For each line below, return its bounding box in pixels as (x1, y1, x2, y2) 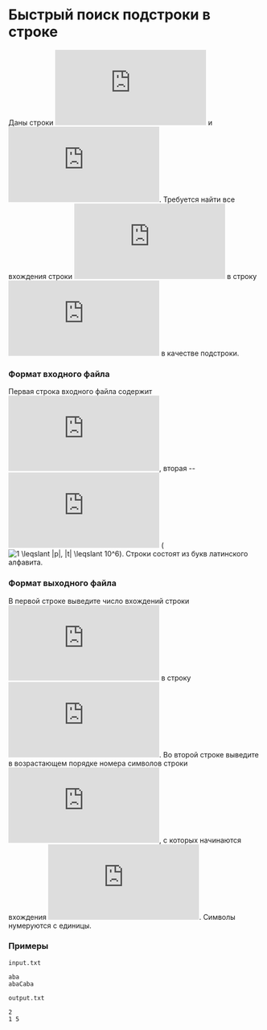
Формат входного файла (8, 368, 110, 380)
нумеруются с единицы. (8, 921, 92, 930)
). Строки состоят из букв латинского (119, 549, 249, 559)
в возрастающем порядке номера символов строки (8, 758, 188, 768)
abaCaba (8, 979, 35, 988)
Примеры (8, 941, 49, 952)
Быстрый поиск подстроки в (8, 6, 211, 24)
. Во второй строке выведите (159, 749, 259, 759)
